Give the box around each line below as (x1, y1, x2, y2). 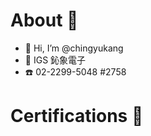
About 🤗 (10, 9, 79, 32)
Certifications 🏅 (10, 105, 144, 128)
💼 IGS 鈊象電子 (24, 54, 87, 66)
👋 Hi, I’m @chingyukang (24, 42, 124, 54)
